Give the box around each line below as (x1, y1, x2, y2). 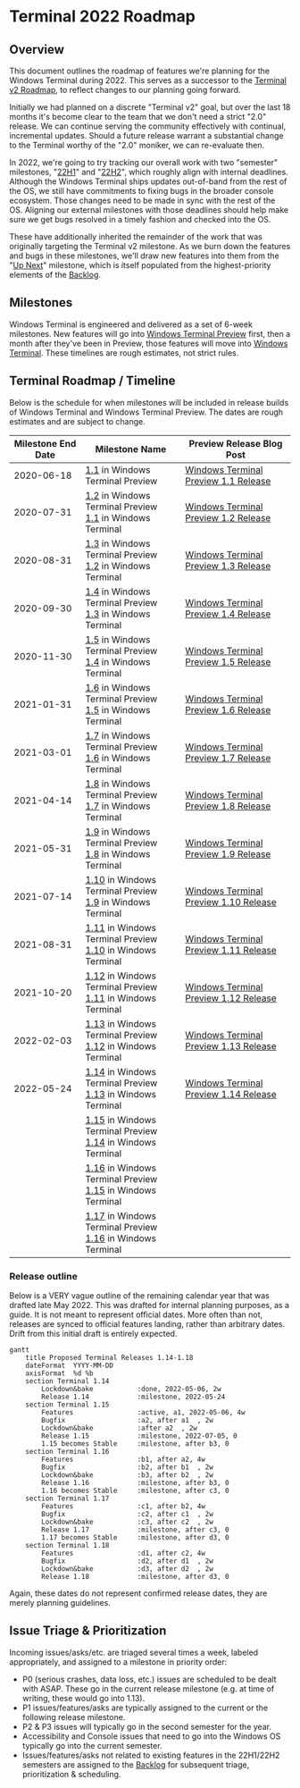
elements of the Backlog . (9, 270, 101, 280)
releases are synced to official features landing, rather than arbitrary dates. (9, 1318, 286, 1329)
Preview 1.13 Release (185, 1039, 277, 1052)
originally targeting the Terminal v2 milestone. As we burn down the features (9, 241, 291, 251)
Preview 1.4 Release (185, 608, 271, 620)
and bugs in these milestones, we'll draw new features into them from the (9, 250, 279, 261)
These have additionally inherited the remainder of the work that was (9, 231, 263, 242)
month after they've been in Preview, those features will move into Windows (9, 338, 288, 348)
